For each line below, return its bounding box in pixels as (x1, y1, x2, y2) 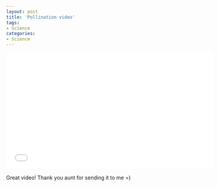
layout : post (6, 8, 38, 15)
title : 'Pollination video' (6, 14, 76, 20)
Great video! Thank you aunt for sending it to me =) (6, 174, 131, 181)
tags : (6, 20, 19, 25)
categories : (6, 31, 35, 37)
